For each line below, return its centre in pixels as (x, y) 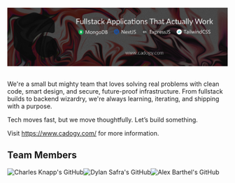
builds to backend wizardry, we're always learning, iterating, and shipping (113, 98)
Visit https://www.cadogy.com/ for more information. (83, 133)
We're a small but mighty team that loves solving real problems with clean (113, 84)
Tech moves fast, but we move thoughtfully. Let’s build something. (102, 119)
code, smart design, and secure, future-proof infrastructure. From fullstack (115, 91)
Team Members (42, 155)
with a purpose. (30, 106)
